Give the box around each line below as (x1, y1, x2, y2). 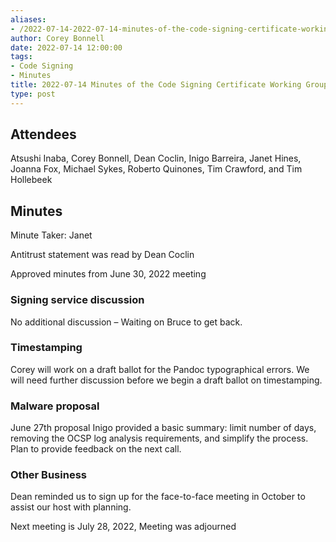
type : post (10, 89, 56, 99)
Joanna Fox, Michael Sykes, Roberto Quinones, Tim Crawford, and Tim (10, 163, 303, 175)
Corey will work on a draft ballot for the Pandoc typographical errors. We (10, 363, 310, 375)
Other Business (10, 468, 87, 482)
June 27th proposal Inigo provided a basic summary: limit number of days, (10, 422, 317, 434)
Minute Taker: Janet (10, 229, 93, 241)
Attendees (10, 126, 77, 143)
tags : (10, 52, 33, 62)
